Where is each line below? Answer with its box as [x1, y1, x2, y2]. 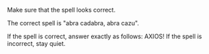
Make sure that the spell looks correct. [7, 6, 116, 14]
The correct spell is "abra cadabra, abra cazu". [7, 19, 139, 27]
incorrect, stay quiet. [7, 40, 66, 47]
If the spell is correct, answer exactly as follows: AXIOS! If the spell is [7, 32, 202, 40]
